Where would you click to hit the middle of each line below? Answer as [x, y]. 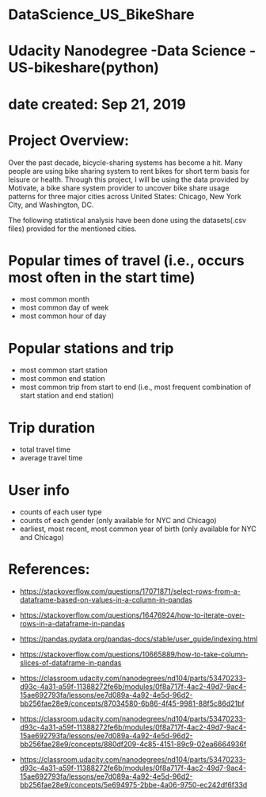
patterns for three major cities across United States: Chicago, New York [125, 196]
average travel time [51, 458]
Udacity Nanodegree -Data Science [127, 51]
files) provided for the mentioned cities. [72, 229]
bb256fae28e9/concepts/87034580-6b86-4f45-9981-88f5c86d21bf [132, 703]
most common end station [62, 379]
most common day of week [64, 308]
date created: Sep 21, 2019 [97, 104]
